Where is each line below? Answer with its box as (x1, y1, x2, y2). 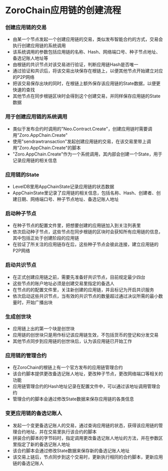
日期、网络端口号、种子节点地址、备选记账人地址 (17, 196, 119, 202)
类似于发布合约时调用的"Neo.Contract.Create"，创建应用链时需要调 (12, 126, 152, 132)
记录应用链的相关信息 (12, 157, 57, 163)
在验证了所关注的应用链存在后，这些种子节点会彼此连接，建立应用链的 (12, 241, 159, 247)
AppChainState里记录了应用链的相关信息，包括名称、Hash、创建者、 (12, 190, 156, 196)
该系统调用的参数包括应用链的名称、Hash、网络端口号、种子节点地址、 (12, 49, 160, 55)
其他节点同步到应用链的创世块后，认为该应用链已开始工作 (12, 338, 132, 344)
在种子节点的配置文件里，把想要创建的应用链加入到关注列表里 (12, 223, 141, 229)
